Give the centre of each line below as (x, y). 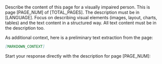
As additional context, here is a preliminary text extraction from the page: (79, 37)
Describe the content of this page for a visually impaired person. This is (78, 7)
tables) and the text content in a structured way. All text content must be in (81, 23)
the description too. (25, 28)
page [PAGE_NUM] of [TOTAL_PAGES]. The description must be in (72, 12)
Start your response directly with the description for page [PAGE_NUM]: (78, 56)
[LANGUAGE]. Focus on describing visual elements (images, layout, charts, (81, 17)
